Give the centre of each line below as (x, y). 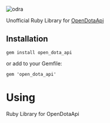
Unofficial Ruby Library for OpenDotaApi (55, 20)
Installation (27, 39)
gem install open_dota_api (39, 52)
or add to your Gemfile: (34, 63)
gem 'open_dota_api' (31, 74)
